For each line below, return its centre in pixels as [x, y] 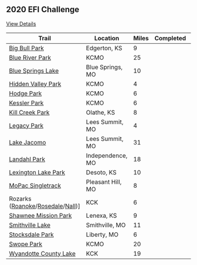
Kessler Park [26, 103]
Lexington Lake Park [37, 172]
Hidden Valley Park [35, 84]
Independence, [107, 156]
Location [107, 38]
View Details [21, 23]
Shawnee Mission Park [40, 215]
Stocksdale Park [31, 235]
